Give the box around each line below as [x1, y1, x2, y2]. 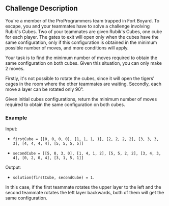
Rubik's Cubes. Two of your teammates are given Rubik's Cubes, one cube [5, 28, 162, 35]
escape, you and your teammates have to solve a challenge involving [5, 23, 150, 29]
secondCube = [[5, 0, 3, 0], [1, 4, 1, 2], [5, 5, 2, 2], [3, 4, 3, [12, 151, 161, 156]
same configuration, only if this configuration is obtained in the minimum [5, 39, 157, 45]
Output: [5, 164, 21, 170]
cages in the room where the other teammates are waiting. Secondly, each [5, 81, 162, 87]
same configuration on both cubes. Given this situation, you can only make [5, 60, 162, 66]
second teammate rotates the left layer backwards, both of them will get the [5, 190, 164, 196]
